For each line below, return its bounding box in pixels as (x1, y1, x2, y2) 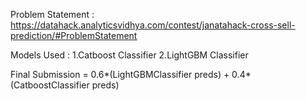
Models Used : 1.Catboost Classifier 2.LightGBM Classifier (10, 49, 249, 61)
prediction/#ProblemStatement (10, 30, 138, 41)
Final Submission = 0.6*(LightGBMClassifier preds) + (10, 69, 230, 80)
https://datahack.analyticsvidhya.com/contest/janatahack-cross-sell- (10, 19, 296, 31)
